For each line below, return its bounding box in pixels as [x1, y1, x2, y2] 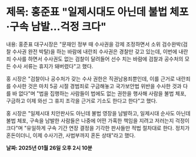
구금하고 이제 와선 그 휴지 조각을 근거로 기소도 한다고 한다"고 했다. [6, 97, 158, 104]
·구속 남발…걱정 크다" [6, 20, 107, 34]
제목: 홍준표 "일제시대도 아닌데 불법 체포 [6, 5, 189, 19]
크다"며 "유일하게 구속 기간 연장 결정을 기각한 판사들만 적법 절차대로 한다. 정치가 [6, 124, 190, 131]
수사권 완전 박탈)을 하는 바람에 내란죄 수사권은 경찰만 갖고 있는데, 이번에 [12, 48, 178, 55]
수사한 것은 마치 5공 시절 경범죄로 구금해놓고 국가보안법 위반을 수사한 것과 [12, 82, 182, 89]
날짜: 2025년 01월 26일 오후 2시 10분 [6, 144, 92, 151]
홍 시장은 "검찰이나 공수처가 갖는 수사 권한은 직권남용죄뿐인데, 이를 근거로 [6, 75, 175, 82]
